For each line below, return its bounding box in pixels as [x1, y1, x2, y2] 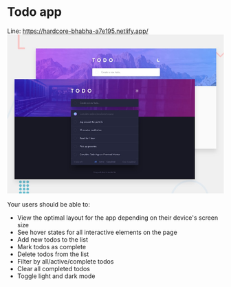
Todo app [7, 4, 62, 20]
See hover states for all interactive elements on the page [16, 228, 177, 236]
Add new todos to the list [16, 235, 88, 244]
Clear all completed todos [16, 264, 91, 273]
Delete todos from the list [16, 250, 89, 258]
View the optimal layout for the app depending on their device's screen [16, 214, 219, 222]
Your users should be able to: [7, 200, 91, 208]
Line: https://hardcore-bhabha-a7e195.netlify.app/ [7, 27, 149, 35]
